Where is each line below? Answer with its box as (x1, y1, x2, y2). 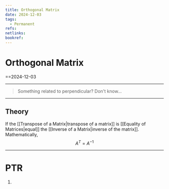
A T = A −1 (75, 139, 94, 146)
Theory (5, 108, 29, 116)
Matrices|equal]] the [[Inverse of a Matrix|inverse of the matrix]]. (5, 126, 139, 132)
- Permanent (10, 21, 35, 27)
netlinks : (5, 31, 26, 36)
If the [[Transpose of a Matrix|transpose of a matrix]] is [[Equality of (5, 121, 146, 127)
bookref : (5, 36, 24, 41)
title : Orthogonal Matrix (5, 7, 59, 13)
